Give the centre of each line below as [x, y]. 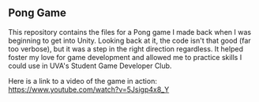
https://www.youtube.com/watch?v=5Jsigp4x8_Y [89, 89]
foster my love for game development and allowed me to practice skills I [125, 57]
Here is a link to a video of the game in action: [83, 81]
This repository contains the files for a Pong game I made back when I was [129, 32]
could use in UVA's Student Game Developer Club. [90, 66]
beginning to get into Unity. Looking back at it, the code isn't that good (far [129, 40]
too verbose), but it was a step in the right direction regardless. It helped [126, 49]
